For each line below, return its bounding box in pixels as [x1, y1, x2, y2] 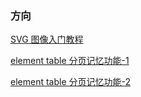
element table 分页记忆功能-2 [10, 76, 132, 88]
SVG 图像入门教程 [10, 33, 84, 46]
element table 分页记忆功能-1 [10, 55, 130, 67]
